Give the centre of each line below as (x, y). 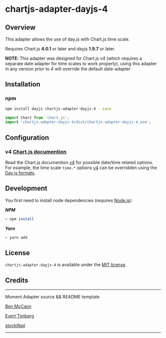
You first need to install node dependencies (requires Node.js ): (69, 200)
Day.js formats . (21, 173)
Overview (21, 27)
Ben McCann (18, 306)
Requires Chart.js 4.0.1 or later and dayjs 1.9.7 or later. (60, 49)
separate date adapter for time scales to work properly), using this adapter (81, 63)
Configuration (27, 138)
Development (26, 189)
